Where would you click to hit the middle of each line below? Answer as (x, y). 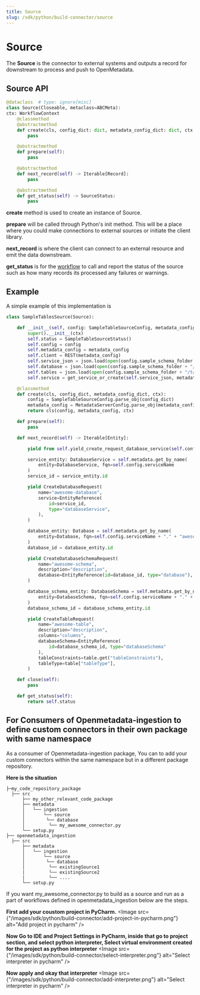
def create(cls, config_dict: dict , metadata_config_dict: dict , (100, 130)
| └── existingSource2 (61, 872)
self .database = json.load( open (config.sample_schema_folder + (107, 367)
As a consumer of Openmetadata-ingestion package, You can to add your (97, 753)
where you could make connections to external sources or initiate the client (98, 231)
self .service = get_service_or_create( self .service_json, (101, 378)
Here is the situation (32, 777)
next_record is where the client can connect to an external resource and (95, 249)
